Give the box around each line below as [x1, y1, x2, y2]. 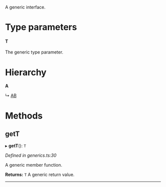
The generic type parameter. [5, 49, 63, 55]
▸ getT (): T [5, 143, 26, 149]
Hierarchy [5, 66, 47, 78]
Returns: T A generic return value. [5, 172, 75, 178]
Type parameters [5, 22, 78, 33]
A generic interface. [5, 4, 46, 10]
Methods [5, 110, 43, 121]
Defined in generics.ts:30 [5, 152, 57, 158]
